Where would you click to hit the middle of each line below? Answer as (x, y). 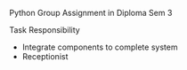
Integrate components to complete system (100, 47)
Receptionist (45, 56)
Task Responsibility (45, 30)
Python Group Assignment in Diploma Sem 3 (91, 13)
